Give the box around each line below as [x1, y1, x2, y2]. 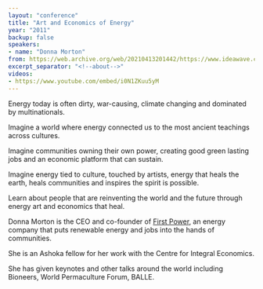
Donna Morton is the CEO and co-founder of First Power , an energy [8, 217, 225, 226]
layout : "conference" [8, 11, 79, 20]
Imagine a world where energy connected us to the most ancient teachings [8, 123, 250, 132]
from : [8, 56, 26, 64]
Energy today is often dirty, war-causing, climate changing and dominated [8, 99, 247, 108]
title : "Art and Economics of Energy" [8, 19, 135, 27]
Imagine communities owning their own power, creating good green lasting [8, 146, 249, 155]
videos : [8, 70, 34, 78]
